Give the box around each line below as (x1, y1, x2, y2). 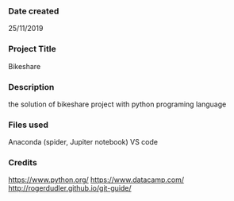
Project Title (8, 44, 57, 55)
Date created (8, 6, 59, 17)
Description (8, 81, 55, 92)
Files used (8, 119, 49, 130)
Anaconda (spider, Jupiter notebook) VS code (8, 137, 159, 147)
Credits (8, 157, 37, 168)
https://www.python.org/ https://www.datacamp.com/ (8, 175, 185, 184)
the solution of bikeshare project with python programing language (8, 99, 227, 109)
